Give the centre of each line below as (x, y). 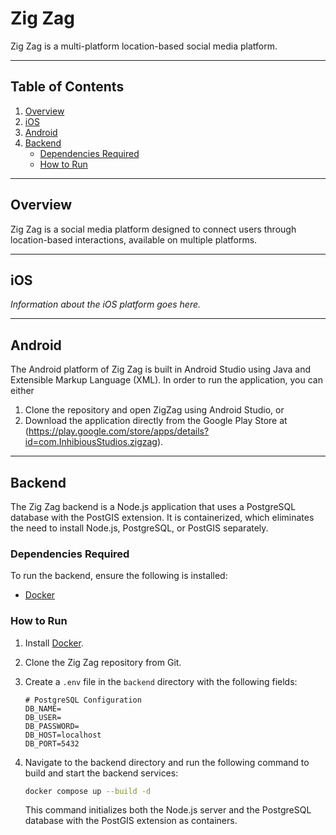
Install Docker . (54, 643)
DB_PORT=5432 (52, 743)
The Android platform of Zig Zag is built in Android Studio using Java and (161, 369)
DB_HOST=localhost (63, 735)
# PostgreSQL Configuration (83, 700)
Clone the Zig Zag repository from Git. (103, 662)
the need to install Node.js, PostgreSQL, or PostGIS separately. (139, 528)
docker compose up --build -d (88, 791)
